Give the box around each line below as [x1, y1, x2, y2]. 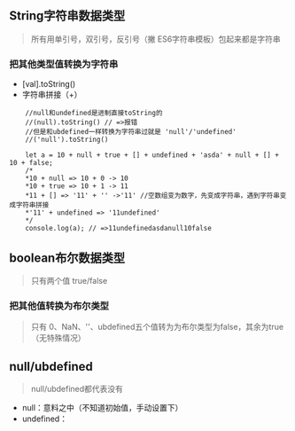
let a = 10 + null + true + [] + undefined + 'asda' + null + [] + [25, 151, 279, 160]
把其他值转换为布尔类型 [9, 300, 109, 312]
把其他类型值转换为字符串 [9, 58, 119, 70]
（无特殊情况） [30, 333, 86, 343]
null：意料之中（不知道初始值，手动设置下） [21, 403, 183, 413]
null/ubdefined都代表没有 [30, 384, 124, 395]
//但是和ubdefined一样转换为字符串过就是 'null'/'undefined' [25, 128, 237, 137]
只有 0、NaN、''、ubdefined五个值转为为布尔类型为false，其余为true [30, 322, 284, 333]
